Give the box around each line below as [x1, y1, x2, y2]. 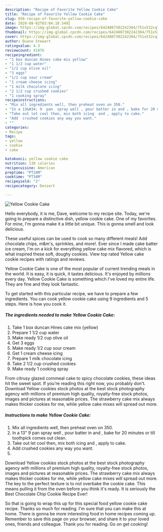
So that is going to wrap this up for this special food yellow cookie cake [5, 500, 147, 506]
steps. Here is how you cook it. [5, 301, 67, 307]
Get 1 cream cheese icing [12, 350, 63, 356]
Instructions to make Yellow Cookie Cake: [5, 412, 91, 418]
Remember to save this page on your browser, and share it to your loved [5, 516, 149, 522]
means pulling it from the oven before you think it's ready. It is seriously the [5, 486, 156, 492]
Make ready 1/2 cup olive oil [12, 335, 68, 341]
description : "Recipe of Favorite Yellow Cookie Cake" [5, 7, 118, 12]
